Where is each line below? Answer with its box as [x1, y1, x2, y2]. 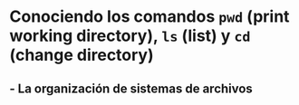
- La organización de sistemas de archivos [9, 81, 254, 96]
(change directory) [9, 45, 154, 65]
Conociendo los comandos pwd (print [9, 6, 290, 27]
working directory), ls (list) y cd [9, 25, 251, 46]
